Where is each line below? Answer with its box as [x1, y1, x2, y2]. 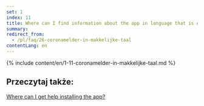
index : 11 [6, 15, 32, 21]
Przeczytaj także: [6, 77, 74, 87]
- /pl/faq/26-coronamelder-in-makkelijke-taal [12, 37, 132, 43]
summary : [6, 25, 29, 32]
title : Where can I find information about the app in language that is [6, 20, 194, 26]
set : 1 [6, 8, 23, 15]
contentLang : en [6, 43, 47, 49]
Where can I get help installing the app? [6, 93, 106, 100]
